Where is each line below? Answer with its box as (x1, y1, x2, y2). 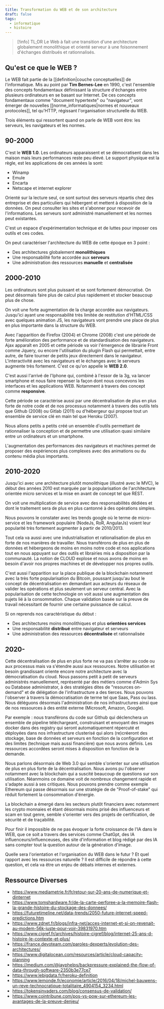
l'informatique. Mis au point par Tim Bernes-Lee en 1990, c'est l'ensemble (5, 81, 155, 87)
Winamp (12, 170, 29, 175)
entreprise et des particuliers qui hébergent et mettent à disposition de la (5, 199, 153, 206)
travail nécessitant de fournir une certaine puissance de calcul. (5, 601, 132, 608)
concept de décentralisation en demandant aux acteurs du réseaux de (5, 581, 147, 587)
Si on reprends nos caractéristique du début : (5, 611, 96, 617)
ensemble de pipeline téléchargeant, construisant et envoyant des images (5, 720, 154, 726)
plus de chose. (5, 297, 35, 303)
